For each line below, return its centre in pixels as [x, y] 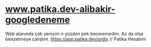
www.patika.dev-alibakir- [60, 9]
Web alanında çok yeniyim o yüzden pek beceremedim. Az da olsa [74, 33]
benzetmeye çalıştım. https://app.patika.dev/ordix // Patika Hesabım [76, 39]
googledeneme [38, 20]
